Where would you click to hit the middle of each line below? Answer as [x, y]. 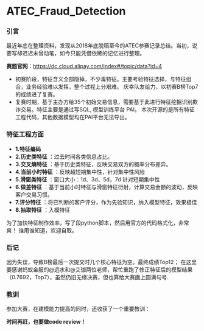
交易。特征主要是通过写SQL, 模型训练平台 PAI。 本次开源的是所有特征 [107, 110]
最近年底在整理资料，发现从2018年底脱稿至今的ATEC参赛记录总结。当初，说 [102, 46]
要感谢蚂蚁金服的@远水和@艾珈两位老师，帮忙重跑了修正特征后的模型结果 [100, 270]
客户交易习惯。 [34, 194]
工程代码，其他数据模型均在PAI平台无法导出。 [73, 117]
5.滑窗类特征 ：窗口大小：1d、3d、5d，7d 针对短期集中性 [87, 179]
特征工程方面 [25, 134]
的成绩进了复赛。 [37, 94]
